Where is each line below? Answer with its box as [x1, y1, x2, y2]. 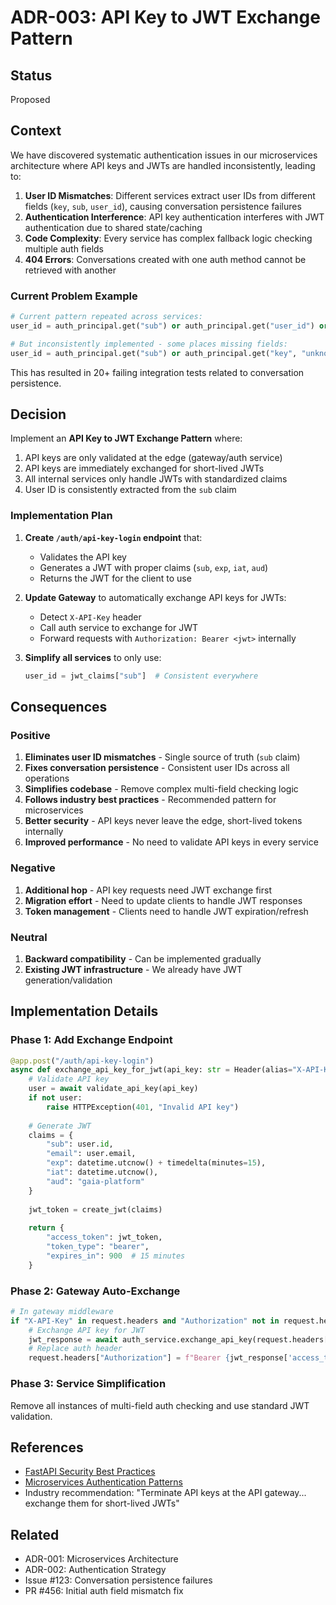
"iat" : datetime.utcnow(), [46, 1167, 159, 1178]
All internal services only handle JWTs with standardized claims [24, 473, 288, 485]
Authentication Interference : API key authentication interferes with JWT [24, 211, 325, 223]
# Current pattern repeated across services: [10, 312, 203, 322]
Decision [10, 406, 67, 423]
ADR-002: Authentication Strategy [24, 1564, 167, 1576]
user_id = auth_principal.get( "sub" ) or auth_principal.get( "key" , [10, 348, 298, 358]
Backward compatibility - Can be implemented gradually [24, 952, 262, 965]
